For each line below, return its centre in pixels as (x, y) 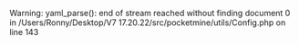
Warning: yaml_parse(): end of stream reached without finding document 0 (150, 13)
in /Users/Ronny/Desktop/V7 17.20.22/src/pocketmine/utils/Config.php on (148, 22)
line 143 (24, 32)
